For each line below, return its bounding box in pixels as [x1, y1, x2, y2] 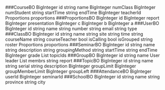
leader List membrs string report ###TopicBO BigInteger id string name [5, 58, 153, 63]
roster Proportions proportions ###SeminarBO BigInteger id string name [5, 42, 155, 47]
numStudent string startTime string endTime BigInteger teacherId [5, 10, 141, 16]
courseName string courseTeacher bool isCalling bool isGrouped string [5, 36, 153, 42]
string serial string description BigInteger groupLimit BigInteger [5, 63, 136, 69]
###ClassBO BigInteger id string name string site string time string [5, 31, 143, 37]
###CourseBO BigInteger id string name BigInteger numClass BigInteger [5, 5, 156, 10]
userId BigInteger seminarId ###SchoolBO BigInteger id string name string [5, 74, 160, 79]
